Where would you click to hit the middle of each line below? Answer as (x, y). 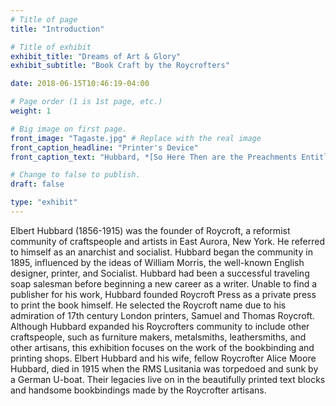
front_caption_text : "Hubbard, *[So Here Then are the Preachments (154, 157)
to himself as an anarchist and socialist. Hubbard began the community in (161, 252)
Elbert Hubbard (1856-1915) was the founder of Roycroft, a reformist (150, 230)
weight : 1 (31, 111)
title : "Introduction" (57, 29)
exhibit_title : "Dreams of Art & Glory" (96, 56)
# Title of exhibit (51, 47)
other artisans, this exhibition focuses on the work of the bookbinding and (162, 347)
